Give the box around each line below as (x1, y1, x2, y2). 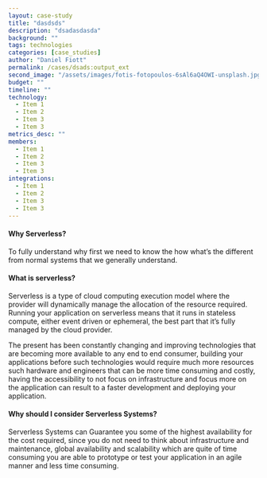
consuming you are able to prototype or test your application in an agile (8, 452, 242, 462)
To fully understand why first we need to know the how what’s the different (8, 246, 253, 256)
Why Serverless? (8, 229, 67, 238)
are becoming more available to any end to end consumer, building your (8, 348, 244, 358)
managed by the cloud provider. (8, 324, 113, 335)
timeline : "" (8, 85, 52, 94)
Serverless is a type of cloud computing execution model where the (8, 291, 230, 300)
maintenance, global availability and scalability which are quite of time (8, 444, 238, 453)
